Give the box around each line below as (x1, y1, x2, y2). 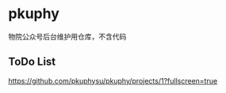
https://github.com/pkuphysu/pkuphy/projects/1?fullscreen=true (8, 76, 218, 85)
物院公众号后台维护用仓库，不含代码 (8, 32, 127, 41)
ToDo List (8, 55, 56, 69)
